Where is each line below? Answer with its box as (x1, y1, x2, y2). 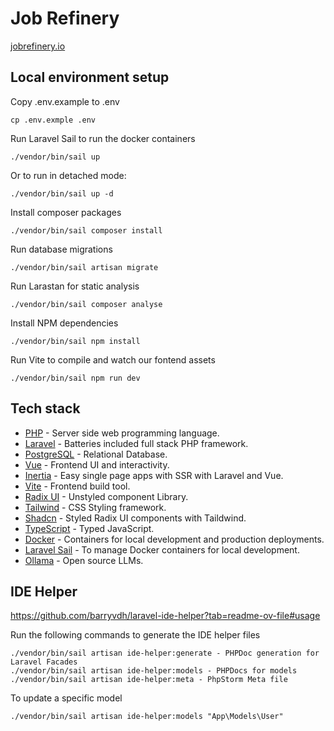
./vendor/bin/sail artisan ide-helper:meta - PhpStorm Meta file (10, 675, 288, 685)
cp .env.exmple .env (10, 115, 97, 125)
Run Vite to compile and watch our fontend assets (10, 353, 216, 366)
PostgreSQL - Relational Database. (24, 448, 168, 460)
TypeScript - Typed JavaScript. (24, 522, 155, 534)
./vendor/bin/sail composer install (10, 225, 163, 236)
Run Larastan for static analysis (10, 280, 140, 292)
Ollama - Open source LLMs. (24, 554, 144, 566)
